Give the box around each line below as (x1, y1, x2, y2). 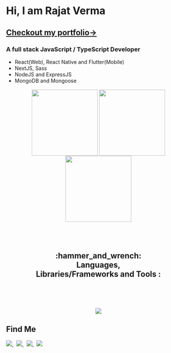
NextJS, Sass (14, 65, 47, 72)
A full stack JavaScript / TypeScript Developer (6, 45, 141, 53)
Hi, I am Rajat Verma (6, 4, 106, 18)
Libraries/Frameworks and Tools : (36, 269, 161, 279)
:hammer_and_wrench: (55, 251, 142, 261)
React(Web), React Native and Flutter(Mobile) (14, 58, 125, 65)
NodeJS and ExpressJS (14, 70, 72, 78)
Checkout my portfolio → (6, 28, 97, 38)
